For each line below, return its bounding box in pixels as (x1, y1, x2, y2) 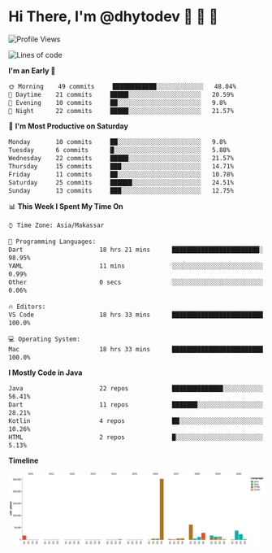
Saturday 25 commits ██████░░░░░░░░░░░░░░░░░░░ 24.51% (8, 178, 234, 186)
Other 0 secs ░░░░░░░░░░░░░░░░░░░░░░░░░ (8, 278, 264, 286)
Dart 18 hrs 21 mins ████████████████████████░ (8, 246, 264, 254)
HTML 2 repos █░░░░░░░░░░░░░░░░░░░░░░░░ (8, 433, 264, 442)
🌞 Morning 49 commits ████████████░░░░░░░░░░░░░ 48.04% (8, 82, 237, 90)
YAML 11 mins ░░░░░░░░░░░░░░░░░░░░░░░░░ (8, 262, 264, 270)
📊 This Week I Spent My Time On (8, 201, 123, 211)
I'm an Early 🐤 (8, 65, 56, 76)
